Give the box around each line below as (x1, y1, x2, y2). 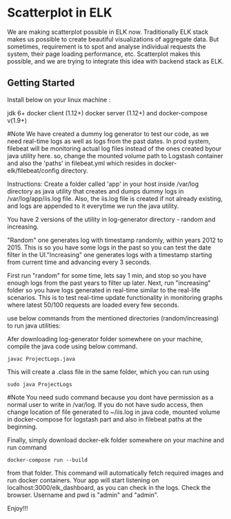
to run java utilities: (7, 321, 61, 330)
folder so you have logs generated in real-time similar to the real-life (7, 285, 201, 294)
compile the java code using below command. (7, 342, 138, 350)
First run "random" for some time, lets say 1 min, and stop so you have (7, 271, 207, 279)
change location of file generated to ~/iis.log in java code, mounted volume (7, 408, 221, 416)
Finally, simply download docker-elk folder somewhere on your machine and (7, 435, 224, 444)
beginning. (7, 422, 38, 431)
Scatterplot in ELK (7, 5, 112, 21)
